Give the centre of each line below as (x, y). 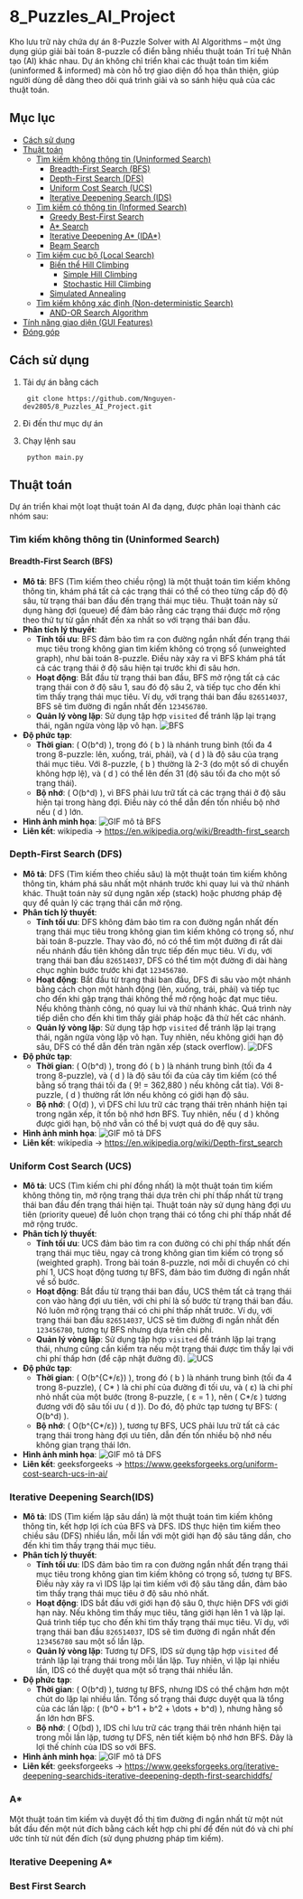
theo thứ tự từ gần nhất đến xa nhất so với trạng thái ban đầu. (136, 620)
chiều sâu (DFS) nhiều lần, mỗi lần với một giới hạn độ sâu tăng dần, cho (156, 1536)
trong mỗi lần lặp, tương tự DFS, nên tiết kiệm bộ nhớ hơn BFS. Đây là (164, 1737)
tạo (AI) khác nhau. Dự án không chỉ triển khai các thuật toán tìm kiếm (139, 61)
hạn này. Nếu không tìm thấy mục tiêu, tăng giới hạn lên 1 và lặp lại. (161, 1613)
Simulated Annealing (87, 293)
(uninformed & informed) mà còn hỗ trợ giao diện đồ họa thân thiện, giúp (144, 70)
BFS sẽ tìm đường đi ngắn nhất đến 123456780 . (122, 706)
